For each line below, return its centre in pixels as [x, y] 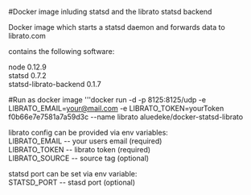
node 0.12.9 [27, 67]
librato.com [27, 36]
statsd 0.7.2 [27, 75]
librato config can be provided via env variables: [88, 133]
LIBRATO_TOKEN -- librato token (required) [80, 149]
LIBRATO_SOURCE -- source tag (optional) [79, 158]
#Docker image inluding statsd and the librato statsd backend [110, 12]
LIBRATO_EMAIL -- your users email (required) [85, 141]
